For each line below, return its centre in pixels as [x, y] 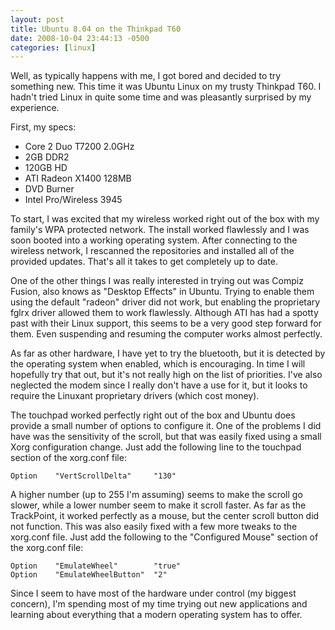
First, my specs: [43, 127]
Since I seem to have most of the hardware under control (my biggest [153, 593]
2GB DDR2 [47, 157]
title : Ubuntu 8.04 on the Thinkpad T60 [96, 29]
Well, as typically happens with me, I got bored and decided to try [146, 76]
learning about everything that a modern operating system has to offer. [156, 615]
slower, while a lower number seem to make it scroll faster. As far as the [158, 505]
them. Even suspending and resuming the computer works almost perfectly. [166, 334]
